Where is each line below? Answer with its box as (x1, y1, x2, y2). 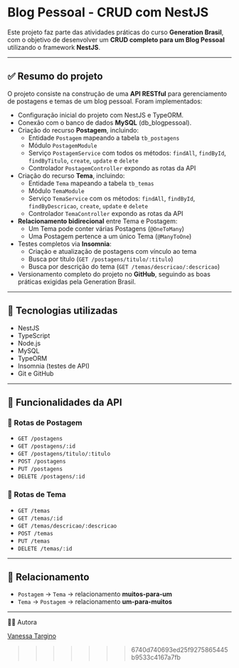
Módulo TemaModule (28, 186, 85, 195)
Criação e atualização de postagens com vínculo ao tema (28, 247, 197, 255)
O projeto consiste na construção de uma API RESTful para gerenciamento (7, 89, 228, 98)
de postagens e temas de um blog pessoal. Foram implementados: (7, 97, 203, 106)
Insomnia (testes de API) (17, 361, 90, 370)
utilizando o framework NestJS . (7, 43, 101, 51)
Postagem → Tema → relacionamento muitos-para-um (17, 590, 173, 599)
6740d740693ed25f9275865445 (131, 646, 228, 654)
